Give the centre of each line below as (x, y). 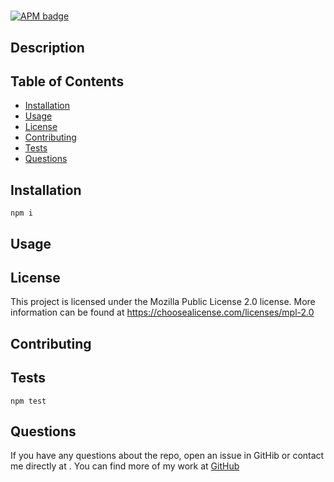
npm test (28, 401)
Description (47, 47)
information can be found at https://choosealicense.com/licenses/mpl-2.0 (162, 312)
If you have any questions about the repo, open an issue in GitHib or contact (167, 456)
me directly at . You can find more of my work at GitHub (125, 466)
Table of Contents (67, 81)
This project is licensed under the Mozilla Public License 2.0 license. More (163, 302)
